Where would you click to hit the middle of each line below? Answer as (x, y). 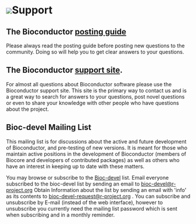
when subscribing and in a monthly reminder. (61, 215)
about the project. (27, 109)
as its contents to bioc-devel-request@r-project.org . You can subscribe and (98, 196)
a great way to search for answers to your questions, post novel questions (95, 96)
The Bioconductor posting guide (66, 32)
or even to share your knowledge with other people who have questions (93, 103)
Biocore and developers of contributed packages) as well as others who (93, 160)
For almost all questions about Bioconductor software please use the (89, 84)
